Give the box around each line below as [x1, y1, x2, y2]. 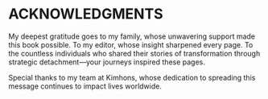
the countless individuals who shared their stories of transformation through [8, 48, 261, 58]
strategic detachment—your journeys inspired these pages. [8, 57, 205, 67]
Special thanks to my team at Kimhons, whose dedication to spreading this [8, 72, 256, 82]
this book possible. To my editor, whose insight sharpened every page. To [8, 39, 254, 49]
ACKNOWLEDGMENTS [8, 5, 163, 23]
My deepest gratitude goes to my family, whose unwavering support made [8, 31, 256, 41]
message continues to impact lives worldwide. [8, 81, 163, 91]
